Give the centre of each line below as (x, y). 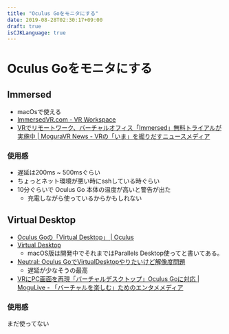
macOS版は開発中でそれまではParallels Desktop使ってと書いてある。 (125, 253)
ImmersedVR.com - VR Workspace (66, 120)
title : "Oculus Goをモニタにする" (53, 13)
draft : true (24, 26)
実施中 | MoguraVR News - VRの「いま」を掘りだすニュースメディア (113, 136)
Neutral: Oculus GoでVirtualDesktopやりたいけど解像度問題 (101, 262)
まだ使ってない (28, 323)
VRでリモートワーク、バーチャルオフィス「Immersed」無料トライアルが (119, 128)
